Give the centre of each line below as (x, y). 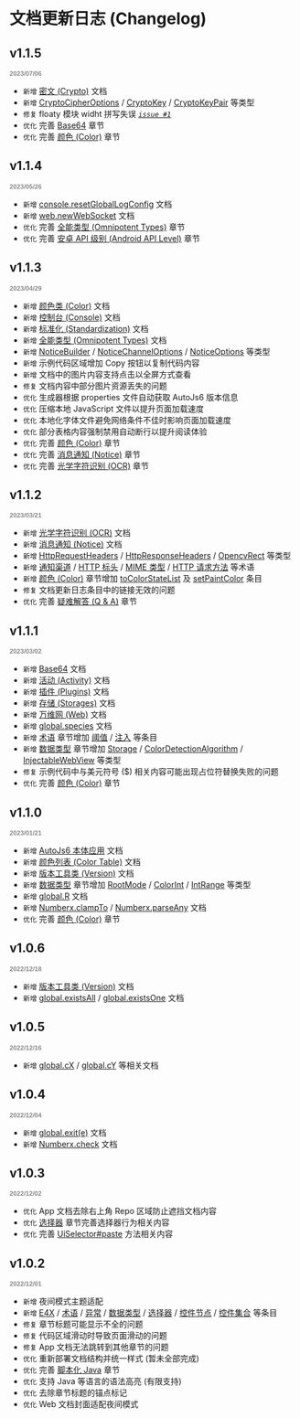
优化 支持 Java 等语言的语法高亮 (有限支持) (102, 1381)
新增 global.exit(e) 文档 (64, 1132)
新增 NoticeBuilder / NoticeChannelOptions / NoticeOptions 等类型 (146, 351)
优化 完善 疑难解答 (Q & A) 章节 (80, 602)
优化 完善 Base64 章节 (64, 125)
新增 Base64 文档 (54, 669)
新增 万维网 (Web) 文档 (64, 715)
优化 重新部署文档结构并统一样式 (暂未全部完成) (111, 1359)
